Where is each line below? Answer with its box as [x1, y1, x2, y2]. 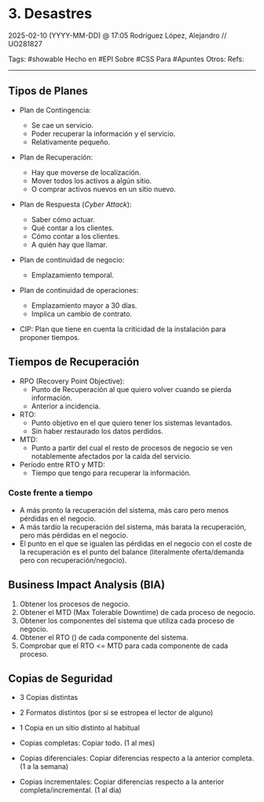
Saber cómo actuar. [31, 214, 96, 224]
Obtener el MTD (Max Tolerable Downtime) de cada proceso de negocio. [19, 607, 255, 617]
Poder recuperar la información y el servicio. [31, 129, 176, 138]
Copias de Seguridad [8, 672, 113, 686]
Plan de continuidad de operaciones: [19, 285, 139, 295]
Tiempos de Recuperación [8, 355, 140, 369]
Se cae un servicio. [31, 120, 94, 130]
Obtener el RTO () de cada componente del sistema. [19, 632, 189, 642]
